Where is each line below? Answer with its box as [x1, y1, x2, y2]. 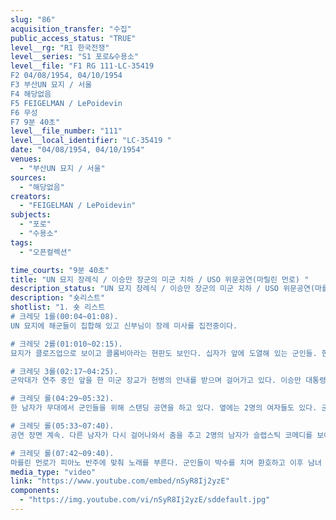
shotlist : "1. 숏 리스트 [10, 302, 106, 313]
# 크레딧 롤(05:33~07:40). [10, 421, 115, 431]
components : [10, 486, 60, 496]
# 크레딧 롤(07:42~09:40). [10, 448, 115, 458]
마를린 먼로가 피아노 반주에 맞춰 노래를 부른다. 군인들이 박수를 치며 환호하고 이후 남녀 [10, 457, 322, 468]
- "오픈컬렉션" [19, 247, 72, 257]
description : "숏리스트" [10, 293, 106, 303]
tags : [10, 237, 33, 248]
